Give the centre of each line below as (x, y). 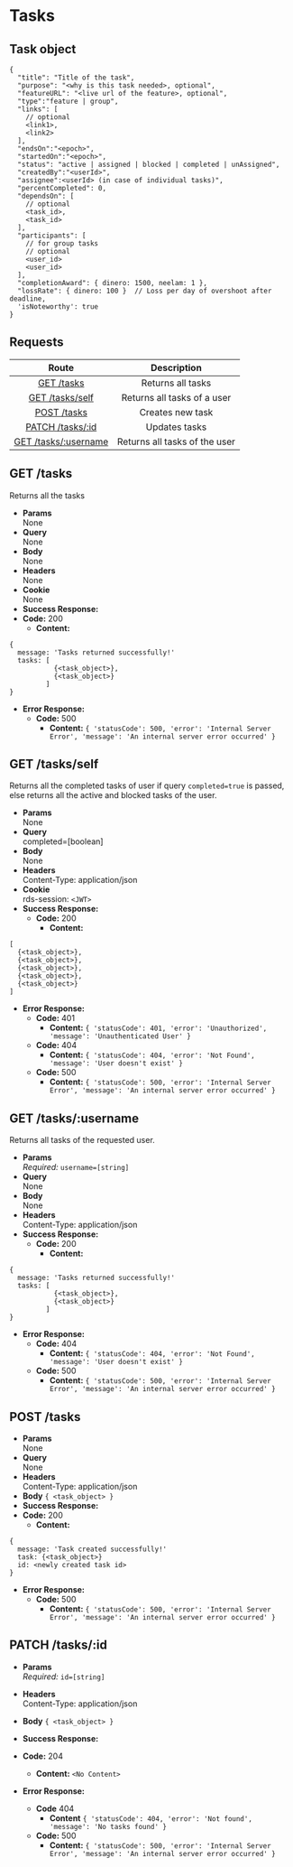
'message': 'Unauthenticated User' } (120, 1036)
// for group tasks (62, 244)
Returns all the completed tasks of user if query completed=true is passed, (147, 785)
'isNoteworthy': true (58, 307)
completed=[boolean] (63, 841)
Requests (37, 343)
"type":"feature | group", (68, 101)
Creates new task (176, 412)
